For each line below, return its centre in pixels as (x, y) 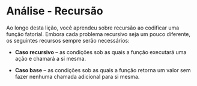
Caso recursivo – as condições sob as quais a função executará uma (101, 52)
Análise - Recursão (55, 11)
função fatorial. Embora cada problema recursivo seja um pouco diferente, (98, 34)
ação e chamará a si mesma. (50, 58)
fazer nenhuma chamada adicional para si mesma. (77, 76)
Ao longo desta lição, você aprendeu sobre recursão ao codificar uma (93, 28)
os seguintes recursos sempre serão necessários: (68, 40)
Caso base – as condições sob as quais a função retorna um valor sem (103, 70)
